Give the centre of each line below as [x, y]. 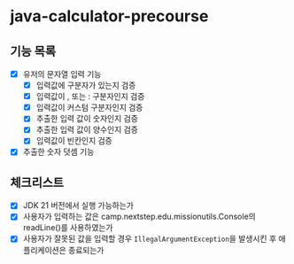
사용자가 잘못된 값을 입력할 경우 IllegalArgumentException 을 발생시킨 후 [150, 239]
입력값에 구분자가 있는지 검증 [86, 85]
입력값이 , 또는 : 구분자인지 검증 [90, 97]
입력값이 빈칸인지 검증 [74, 141]
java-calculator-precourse [109, 16]
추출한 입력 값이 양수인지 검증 [87, 129]
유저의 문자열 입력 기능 [62, 74]
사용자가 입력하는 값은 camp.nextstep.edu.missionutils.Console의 [139, 217]
